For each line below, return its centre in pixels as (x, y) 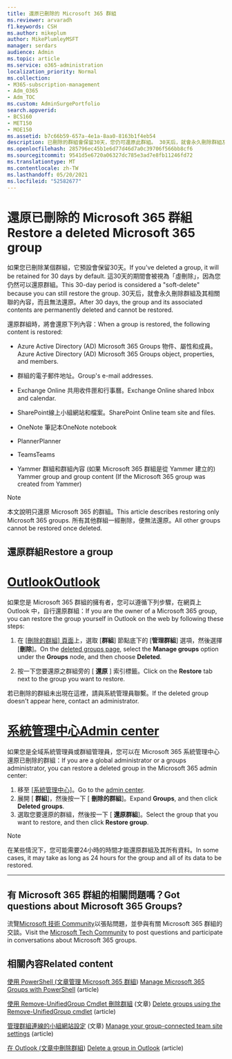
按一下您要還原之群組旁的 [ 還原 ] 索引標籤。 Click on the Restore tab (115, 671)
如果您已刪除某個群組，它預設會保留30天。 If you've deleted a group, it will (113, 268)
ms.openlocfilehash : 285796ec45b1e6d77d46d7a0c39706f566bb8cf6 (100, 149)
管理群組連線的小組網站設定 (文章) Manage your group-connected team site (115, 1026)
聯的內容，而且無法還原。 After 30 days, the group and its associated (105, 302)
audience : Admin (30, 53)
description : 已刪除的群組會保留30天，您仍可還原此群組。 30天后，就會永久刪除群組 (115, 143)
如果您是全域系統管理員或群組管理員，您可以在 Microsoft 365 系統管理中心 (113, 751)
